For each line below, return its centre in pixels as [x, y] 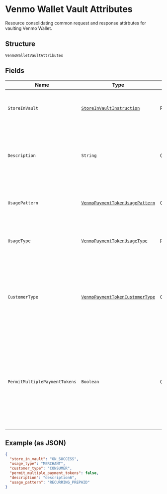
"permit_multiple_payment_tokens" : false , [54, 473]
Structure [20, 44]
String [89, 155]
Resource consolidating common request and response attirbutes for [76, 23]
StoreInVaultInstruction [111, 108]
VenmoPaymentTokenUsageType [114, 241]
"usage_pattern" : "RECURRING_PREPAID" [50, 482]
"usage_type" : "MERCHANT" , [38, 464]
